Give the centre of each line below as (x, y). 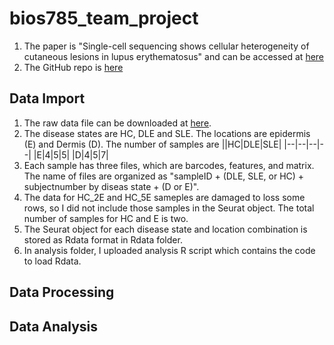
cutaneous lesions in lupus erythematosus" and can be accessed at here (174, 56)
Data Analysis (54, 326)
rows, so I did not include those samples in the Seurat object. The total (169, 208)
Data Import (47, 98)
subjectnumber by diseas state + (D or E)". (111, 186)
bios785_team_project (104, 18)
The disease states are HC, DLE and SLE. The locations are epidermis (167, 133)
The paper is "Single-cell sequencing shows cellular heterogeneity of (166, 46)
